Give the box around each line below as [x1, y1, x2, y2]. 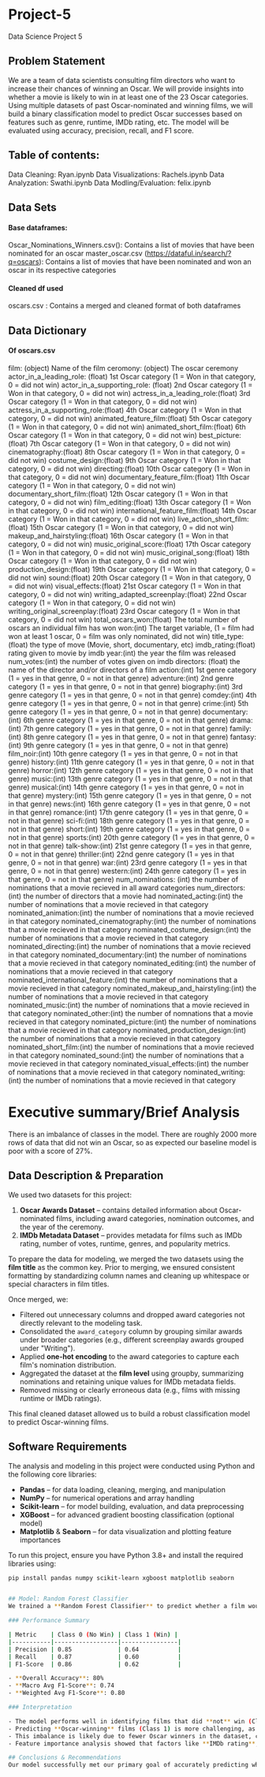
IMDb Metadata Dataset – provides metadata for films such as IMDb [19, 1230, 243, 1240]
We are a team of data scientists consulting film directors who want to [8, 75, 235, 84]
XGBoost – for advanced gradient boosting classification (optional [19, 1510, 235, 1519]
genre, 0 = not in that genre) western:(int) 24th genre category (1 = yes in [8, 866, 247, 875]
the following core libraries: [8, 1469, 97, 1479]
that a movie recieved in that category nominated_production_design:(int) [8, 1025, 247, 1035]
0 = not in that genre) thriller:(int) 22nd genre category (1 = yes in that [8, 849, 235, 859]
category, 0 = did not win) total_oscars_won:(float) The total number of [8, 614, 239, 624]
